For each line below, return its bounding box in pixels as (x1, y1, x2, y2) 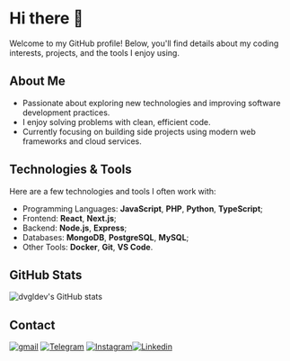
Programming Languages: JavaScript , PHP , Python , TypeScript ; (22, 203, 263, 214)
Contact (9, 317, 56, 332)
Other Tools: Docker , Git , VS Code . (22, 241, 154, 252)
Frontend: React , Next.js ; (22, 212, 117, 223)
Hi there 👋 (9, 8, 83, 29)
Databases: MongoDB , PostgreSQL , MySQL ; (22, 231, 189, 242)
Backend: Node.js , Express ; (22, 222, 127, 233)
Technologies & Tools (9, 162, 132, 177)
